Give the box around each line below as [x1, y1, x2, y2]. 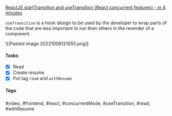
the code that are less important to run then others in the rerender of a [5, 25, 154, 31]
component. [5, 31, 31, 36]
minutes [5, 10, 23, 16]
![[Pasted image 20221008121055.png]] [5, 41, 89, 47]
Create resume [12, 69, 45, 76]
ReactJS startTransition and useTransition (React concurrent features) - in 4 [5, 5, 166, 10]
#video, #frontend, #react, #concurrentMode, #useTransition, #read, [5, 100, 150, 107]
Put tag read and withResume [12, 75, 72, 82]
